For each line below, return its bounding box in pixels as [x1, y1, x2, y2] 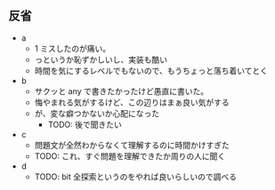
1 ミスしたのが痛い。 [34, 43, 111, 53]
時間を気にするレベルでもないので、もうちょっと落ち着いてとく [34, 65, 268, 75]
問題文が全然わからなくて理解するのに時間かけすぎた [34, 139, 231, 150]
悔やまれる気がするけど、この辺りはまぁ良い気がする [34, 97, 230, 107]
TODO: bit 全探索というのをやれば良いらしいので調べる [34, 171, 238, 182]
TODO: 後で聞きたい [47, 119, 122, 130]
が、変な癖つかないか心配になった [34, 107, 160, 118]
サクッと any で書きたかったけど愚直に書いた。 [34, 85, 209, 96]
